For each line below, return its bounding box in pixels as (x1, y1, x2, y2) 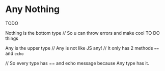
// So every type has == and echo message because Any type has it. (5, 60, 149, 66)
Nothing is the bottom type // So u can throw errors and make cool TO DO (5, 30, 160, 36)
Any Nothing (5, 4, 60, 15)
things (5, 35, 19, 41)
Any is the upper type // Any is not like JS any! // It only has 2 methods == (5, 45, 159, 51)
